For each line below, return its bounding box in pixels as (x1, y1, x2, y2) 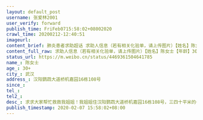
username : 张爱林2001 (6, 15, 58, 21)
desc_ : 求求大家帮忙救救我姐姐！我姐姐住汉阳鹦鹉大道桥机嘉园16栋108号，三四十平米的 (6, 99, 196, 105)
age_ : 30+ (6, 65, 31, 72)
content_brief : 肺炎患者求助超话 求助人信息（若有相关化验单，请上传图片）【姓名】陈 (6, 43, 196, 49)
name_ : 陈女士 (6, 59, 39, 65)
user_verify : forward (6, 20, 61, 26)
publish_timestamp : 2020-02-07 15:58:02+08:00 (6, 104, 126, 111)
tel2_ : (6, 93, 23, 99)
